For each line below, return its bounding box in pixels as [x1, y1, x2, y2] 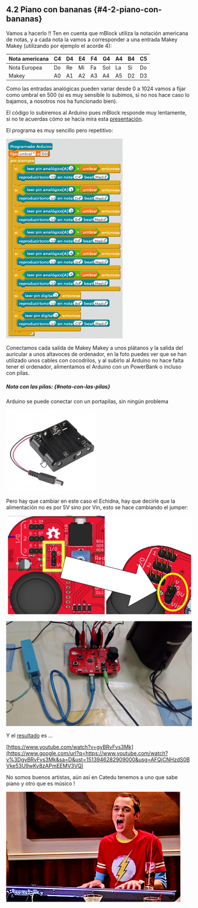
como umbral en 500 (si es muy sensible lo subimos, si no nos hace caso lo [6, 92, 190, 99]
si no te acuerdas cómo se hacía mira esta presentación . [6, 115, 143, 123]
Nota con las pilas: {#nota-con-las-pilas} [6, 383, 111, 390]
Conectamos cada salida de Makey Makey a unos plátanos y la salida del [6, 344, 184, 352]
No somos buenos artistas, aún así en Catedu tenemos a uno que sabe [6, 774, 178, 780]
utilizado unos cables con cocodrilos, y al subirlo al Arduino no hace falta [6, 357, 184, 364]
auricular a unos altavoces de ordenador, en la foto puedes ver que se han [6, 351, 187, 358]
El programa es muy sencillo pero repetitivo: [6, 127, 113, 134]
